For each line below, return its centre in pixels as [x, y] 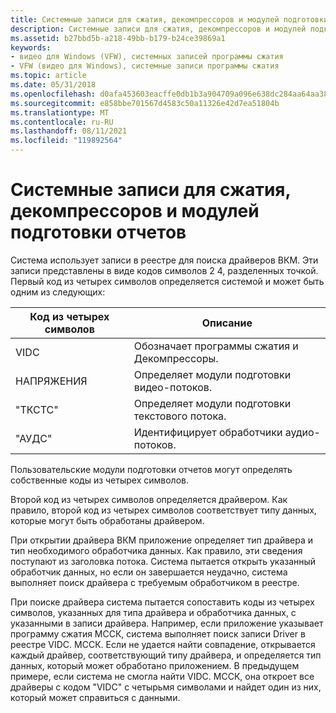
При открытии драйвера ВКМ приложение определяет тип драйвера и [162, 540]
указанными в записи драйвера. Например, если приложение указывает [167, 623]
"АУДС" [34, 438]
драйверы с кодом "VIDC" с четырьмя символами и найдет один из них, [166, 687]
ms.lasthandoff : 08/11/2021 [69, 131]
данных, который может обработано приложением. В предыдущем [155, 665]
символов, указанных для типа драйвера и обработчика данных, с [153, 612]
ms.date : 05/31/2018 [53, 85]
